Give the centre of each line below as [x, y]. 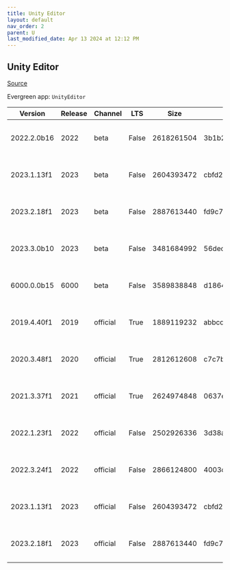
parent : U [21, 33]
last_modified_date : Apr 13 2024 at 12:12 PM [73, 39]
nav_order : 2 [26, 26]
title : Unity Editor [37, 13]
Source [17, 83]
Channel [108, 113]
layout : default [30, 20]
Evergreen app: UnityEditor [47, 96]
